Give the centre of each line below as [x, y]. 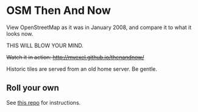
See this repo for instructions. [44, 102]
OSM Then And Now [59, 11]
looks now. [20, 33]
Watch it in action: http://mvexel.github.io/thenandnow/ [75, 57]
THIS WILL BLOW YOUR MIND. [45, 45]
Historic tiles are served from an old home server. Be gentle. [82, 69]
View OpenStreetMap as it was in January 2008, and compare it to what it [99, 27]
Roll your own [33, 88]
